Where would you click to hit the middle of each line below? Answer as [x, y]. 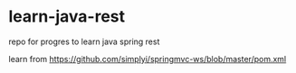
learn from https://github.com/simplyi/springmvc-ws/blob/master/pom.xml [148, 59]
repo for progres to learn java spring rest [84, 41]
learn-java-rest [67, 17]
